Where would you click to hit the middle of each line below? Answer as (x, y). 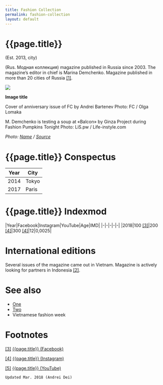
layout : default (22, 19)
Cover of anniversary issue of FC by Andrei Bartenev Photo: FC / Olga (77, 107)
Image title (16, 97)
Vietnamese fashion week (39, 315)
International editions (51, 251)
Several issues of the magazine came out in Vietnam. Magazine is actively (81, 265)
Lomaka (13, 112)
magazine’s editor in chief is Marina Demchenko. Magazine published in (79, 72)
